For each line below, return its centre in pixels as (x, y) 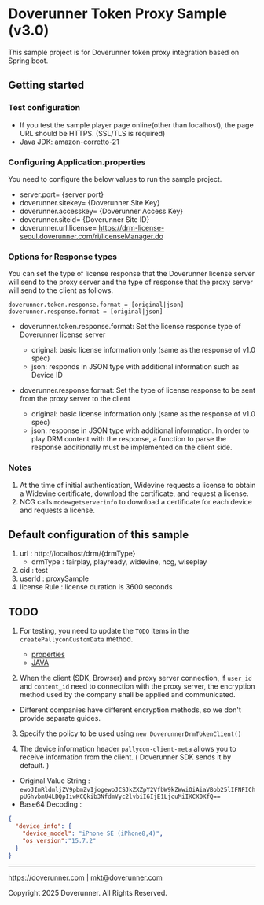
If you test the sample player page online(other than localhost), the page (136, 125)
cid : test (34, 571)
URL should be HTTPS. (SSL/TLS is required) (92, 133)
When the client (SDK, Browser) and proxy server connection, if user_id (136, 678)
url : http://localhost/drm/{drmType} (77, 554)
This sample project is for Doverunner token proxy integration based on (124, 52)
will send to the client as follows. (61, 290)
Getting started (46, 85)
